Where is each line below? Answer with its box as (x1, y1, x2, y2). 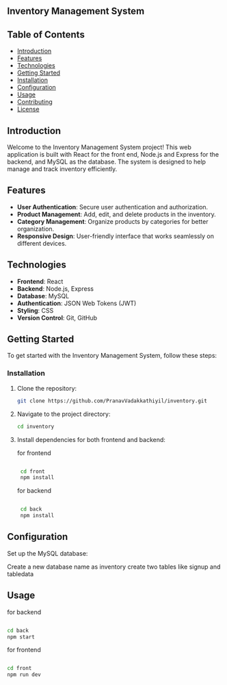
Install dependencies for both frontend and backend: (16, 435, 166, 443)
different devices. (16, 239, 67, 247)
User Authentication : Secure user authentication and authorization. (16, 203, 209, 211)
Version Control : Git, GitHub (16, 313, 98, 322)
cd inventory (16, 423, 55, 430)
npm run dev (7, 671, 41, 678)
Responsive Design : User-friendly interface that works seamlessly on (16, 232, 214, 240)
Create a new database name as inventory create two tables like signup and (7, 563, 221, 571)
